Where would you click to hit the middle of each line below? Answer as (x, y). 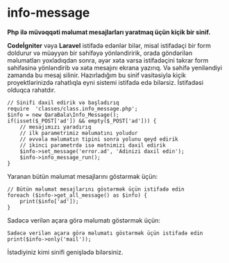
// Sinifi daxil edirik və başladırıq (63, 102)
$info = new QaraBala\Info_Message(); (63, 115)
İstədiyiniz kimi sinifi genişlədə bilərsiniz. (65, 252)
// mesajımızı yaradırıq (56, 127)
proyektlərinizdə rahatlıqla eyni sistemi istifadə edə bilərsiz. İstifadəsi (105, 82)
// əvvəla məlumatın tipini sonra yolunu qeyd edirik (99, 139)
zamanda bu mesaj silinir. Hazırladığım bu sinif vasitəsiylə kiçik (96, 75)
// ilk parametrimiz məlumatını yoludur (79, 133)
